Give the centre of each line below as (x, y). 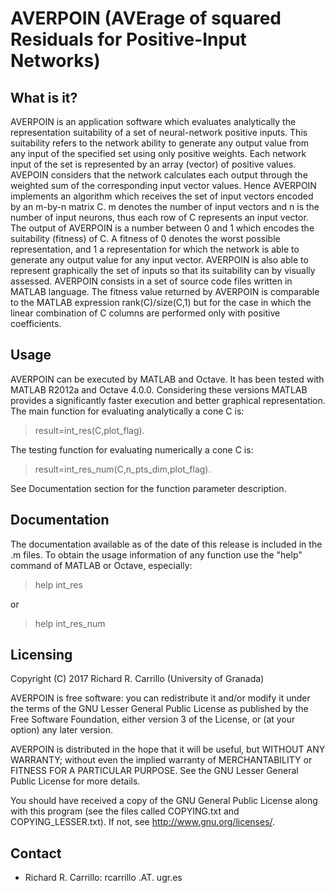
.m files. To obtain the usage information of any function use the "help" (156, 554)
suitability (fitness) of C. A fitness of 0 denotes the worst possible (145, 238)
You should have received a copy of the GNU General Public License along (164, 801)
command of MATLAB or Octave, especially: (101, 565)
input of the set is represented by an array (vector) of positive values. (153, 164)
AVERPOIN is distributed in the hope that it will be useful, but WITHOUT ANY (168, 749)
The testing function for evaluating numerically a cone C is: (132, 449)
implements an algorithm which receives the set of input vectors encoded (162, 196)
